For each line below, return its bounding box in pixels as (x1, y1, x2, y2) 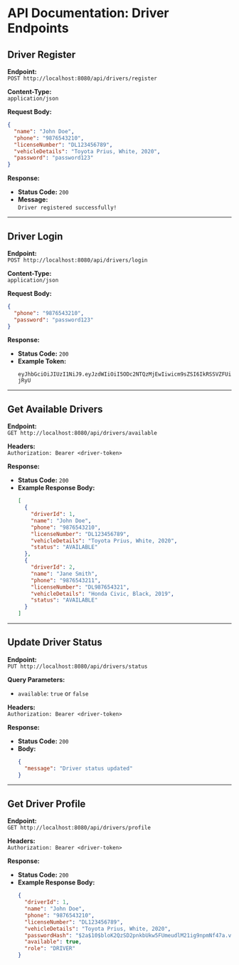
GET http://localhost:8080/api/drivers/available (7, 430, 158, 437)
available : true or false (17, 689, 89, 698)
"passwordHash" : (24, 932, 73, 939)
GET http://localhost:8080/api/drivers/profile (7, 825, 152, 832)
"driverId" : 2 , (31, 564, 76, 571)
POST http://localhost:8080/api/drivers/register (7, 75, 158, 82)
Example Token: (17, 357, 66, 366)
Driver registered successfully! (17, 205, 117, 212)
